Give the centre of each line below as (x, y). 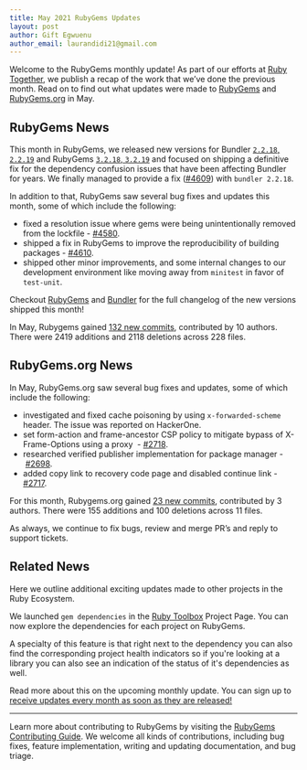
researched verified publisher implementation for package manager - (153, 454)
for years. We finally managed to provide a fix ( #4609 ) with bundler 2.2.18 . (152, 178)
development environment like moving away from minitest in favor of (153, 273)
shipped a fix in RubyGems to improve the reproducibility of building (151, 243)
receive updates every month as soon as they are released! (121, 700)
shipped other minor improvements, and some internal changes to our (154, 262)
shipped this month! (47, 310)
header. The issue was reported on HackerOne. (112, 424)
